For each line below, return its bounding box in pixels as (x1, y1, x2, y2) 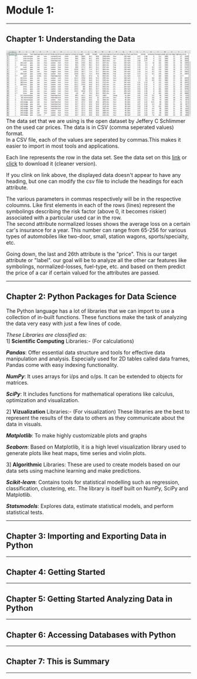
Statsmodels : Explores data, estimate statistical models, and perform (6, 502, 174, 509)
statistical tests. (6, 509, 44, 516)
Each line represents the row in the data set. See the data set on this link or (6, 153, 187, 160)
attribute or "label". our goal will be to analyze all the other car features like (6, 256, 187, 263)
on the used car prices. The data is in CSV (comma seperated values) (6, 123, 174, 131)
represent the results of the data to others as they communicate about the (6, 414, 185, 421)
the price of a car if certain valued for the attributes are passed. (6, 269, 160, 276)
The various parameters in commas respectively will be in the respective (6, 195, 182, 202)
